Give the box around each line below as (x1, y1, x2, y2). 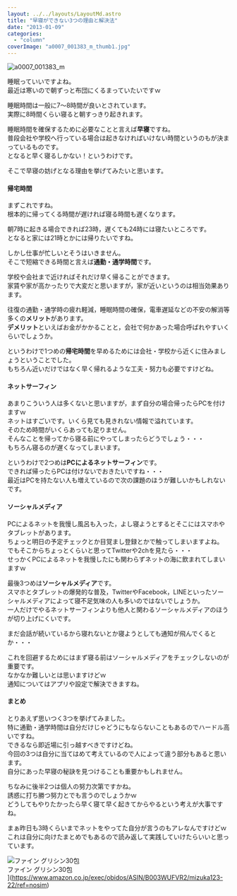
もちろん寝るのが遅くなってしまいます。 (7, 443, 124, 452)
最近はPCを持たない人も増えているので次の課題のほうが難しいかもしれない (7, 476, 226, 484)
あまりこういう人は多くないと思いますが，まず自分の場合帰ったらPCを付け (7, 399, 226, 407)
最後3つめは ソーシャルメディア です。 (7, 578, 116, 587)
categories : (7, 30, 42, 37)
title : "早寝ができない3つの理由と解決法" (7, 17, 118, 24)
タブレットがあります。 (7, 528, 75, 537)
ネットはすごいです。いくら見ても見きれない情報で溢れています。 (7, 417, 197, 425)
